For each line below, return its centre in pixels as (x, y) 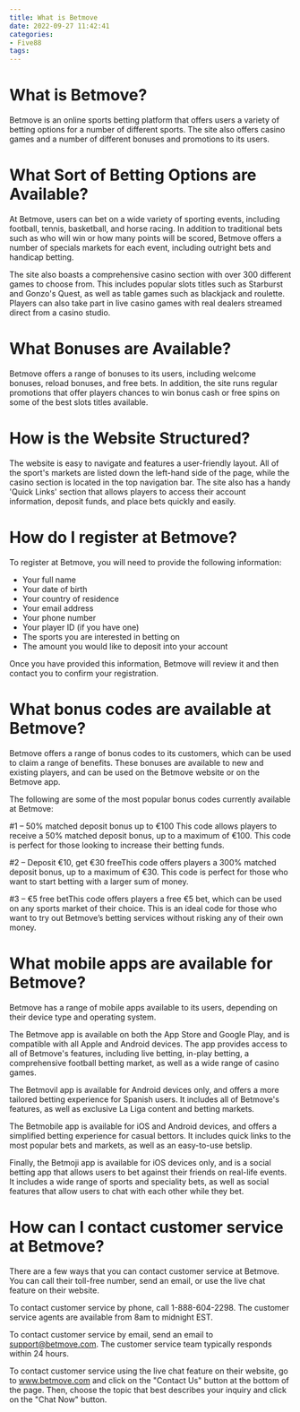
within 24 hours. (39, 1353)
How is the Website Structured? (130, 439)
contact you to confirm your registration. (84, 673)
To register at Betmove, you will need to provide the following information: (146, 562)
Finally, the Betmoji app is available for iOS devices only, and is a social (140, 1162)
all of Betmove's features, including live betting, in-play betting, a (129, 1053)
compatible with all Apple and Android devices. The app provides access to (149, 1044)
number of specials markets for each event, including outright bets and (140, 248)
